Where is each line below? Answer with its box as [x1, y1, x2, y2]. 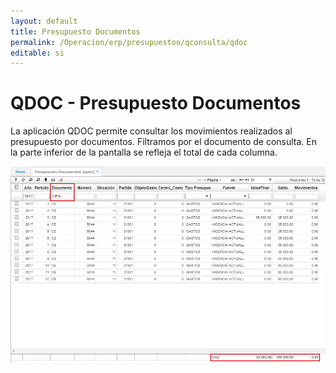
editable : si [10, 48, 65, 58]
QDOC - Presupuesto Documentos [10, 92, 302, 115]
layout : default [10, 16, 78, 26]
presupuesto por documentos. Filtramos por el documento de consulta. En [10, 136, 318, 148]
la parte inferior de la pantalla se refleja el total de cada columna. [10, 146, 278, 159]
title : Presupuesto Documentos [10, 26, 141, 37]
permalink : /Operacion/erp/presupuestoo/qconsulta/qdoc [10, 37, 248, 47]
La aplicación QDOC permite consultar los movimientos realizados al [10, 125, 293, 137]
